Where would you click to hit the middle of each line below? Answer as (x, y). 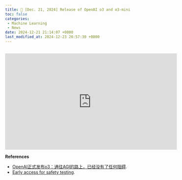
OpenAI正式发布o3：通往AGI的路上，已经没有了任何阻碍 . (70, 166)
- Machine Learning (27, 23)
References (17, 157)
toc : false (16, 14)
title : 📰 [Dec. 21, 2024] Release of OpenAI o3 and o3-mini (68, 10)
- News (14, 28)
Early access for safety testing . (43, 172)
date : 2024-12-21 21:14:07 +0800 (39, 32)
